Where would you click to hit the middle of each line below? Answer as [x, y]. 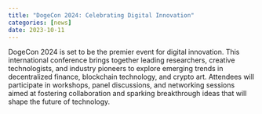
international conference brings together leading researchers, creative [122, 60]
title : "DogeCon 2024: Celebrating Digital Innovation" [101, 15]
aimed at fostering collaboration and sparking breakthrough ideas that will [127, 94]
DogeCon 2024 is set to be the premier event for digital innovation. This [124, 52]
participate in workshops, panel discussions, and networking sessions [122, 85]
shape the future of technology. [59, 102]
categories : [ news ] [40, 23]
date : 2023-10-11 [36, 30]
